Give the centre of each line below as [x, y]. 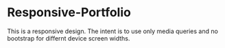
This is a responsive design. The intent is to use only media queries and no [113, 31]
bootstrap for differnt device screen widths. [69, 38]
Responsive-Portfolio [69, 13]
